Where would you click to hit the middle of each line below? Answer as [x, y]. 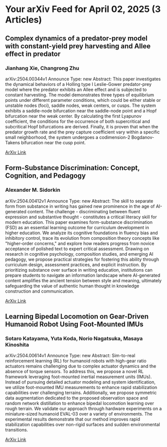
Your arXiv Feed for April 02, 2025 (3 [83, 9]
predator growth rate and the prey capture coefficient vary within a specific [83, 132]
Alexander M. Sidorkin [33, 190]
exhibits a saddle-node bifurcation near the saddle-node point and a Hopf [81, 110]
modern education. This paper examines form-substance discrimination [79, 222]
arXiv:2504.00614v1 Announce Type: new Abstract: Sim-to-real [70, 356]
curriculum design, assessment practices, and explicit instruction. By [76, 264]
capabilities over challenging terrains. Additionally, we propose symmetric [81, 393]
